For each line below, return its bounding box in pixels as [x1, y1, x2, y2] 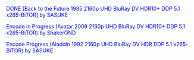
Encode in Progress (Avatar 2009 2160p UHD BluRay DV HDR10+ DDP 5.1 [6, 23, 186, 30]
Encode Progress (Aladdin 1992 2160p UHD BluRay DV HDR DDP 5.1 [6, 41, 173, 48]
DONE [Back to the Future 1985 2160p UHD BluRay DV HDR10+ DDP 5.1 [6, 5, 180, 12]
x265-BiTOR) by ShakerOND [6, 29, 76, 36]
